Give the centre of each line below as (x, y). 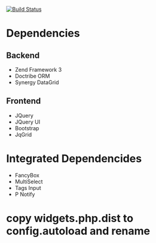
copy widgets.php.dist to (70, 218)
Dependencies (43, 33)
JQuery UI (27, 122)
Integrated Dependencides (74, 159)
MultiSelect (29, 182)
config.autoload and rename (78, 231)
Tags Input (28, 187)
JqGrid (23, 134)
